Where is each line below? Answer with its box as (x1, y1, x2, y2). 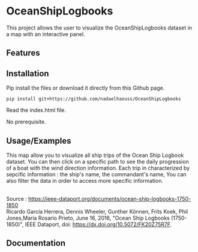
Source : (6, 195, 27, 202)
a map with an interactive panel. (6, 30, 85, 37)
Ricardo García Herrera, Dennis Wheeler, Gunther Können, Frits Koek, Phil (6, 207, 188, 215)
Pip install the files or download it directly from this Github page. (6, 84, 165, 91)
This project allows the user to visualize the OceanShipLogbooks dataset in (6, 24, 192, 31)
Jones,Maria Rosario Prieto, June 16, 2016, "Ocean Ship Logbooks (6, 214, 170, 221)
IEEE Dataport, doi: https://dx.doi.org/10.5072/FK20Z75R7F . (25, 221, 172, 228)
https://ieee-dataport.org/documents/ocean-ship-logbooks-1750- (28, 195, 191, 202)
